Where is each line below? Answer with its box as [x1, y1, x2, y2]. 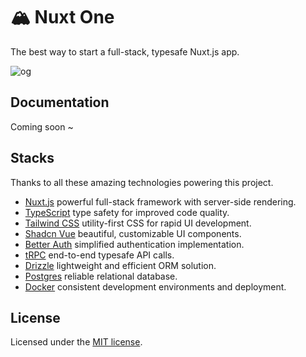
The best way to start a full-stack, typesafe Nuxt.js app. [10, 45, 240, 58]
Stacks [10, 150, 55, 167]
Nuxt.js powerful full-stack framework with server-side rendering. [24, 195, 297, 208]
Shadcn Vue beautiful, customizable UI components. [24, 227, 242, 239]
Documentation [10, 94, 110, 111]
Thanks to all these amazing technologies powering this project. [10, 176, 274, 188]
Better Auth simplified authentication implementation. [24, 238, 245, 250]
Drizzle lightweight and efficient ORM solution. [24, 259, 217, 271]
